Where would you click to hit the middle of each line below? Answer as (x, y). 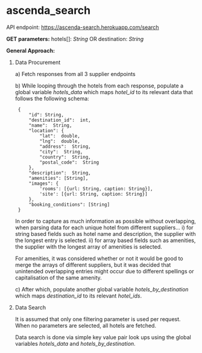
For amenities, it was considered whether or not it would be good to (99, 258)
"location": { (46, 130)
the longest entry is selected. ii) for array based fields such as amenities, (105, 240)
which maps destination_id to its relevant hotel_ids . (78, 296)
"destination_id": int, (60, 120)
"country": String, (65, 157)
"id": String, (46, 115)
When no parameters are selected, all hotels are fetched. (86, 325)
